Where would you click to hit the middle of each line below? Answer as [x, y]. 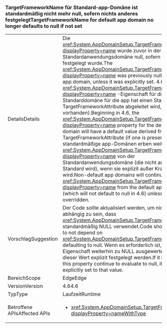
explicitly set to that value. [93, 270]
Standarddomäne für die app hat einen [107, 100]
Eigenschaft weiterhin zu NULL [99, 251]
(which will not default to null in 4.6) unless [113, 194]
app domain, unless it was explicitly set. [109, 82]
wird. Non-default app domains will [103, 175]
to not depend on [83, 233]
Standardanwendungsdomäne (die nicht [109, 163]
